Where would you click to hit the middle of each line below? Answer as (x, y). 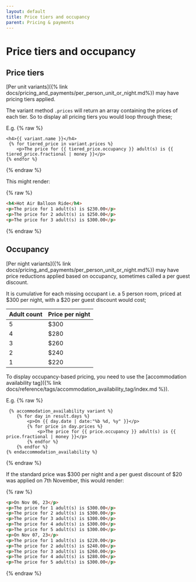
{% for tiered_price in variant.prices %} (61, 144)
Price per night (69, 314)
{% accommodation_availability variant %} (61, 411)
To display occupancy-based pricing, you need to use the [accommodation (96, 376)
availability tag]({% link (34, 383)
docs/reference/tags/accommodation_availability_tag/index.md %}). (87, 389)
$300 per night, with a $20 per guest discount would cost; (76, 299)
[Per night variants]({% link (38, 263)
